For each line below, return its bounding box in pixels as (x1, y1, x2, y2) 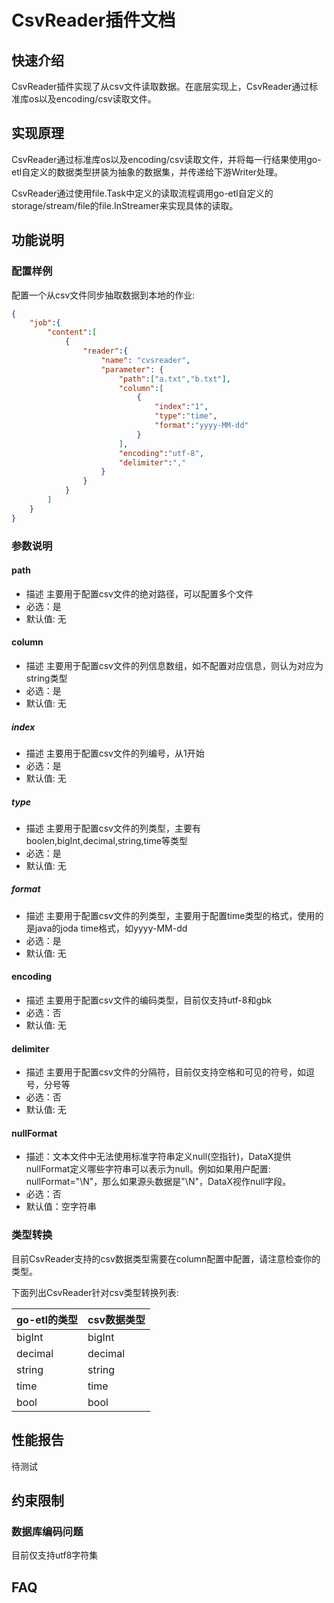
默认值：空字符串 (25, 1201, 97, 1213)
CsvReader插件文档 (11, 9, 176, 32)
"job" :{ (29, 318, 61, 328)
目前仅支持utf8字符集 (11, 1549, 99, 1561)
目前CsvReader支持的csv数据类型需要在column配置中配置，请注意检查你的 (11, 1252, 321, 1265)
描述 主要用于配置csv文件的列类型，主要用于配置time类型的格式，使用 (25, 909, 316, 921)
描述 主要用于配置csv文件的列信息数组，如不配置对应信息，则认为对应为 (25, 659, 324, 671)
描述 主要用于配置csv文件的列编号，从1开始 (25, 747, 205, 759)
